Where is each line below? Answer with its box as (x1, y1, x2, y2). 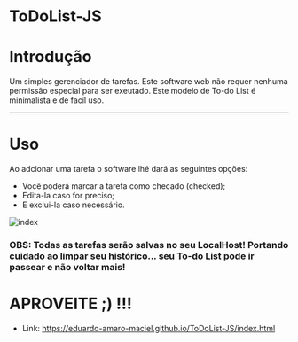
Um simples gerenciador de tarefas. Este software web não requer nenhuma (9, 76, 288, 87)
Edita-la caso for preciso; (21, 190, 115, 201)
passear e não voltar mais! (9, 260, 126, 273)
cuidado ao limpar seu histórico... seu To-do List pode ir (9, 250, 255, 262)
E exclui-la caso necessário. (21, 199, 126, 210)
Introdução (9, 47, 92, 67)
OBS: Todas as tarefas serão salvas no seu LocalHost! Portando (9, 238, 289, 251)
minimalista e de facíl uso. (9, 95, 105, 105)
